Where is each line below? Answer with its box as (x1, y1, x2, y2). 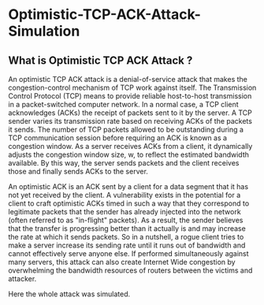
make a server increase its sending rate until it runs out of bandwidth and (8, 240, 246, 250)
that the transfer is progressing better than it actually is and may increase (8, 224, 246, 233)
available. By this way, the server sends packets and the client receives (8, 158, 240, 167)
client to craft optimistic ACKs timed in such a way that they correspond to (8, 199, 250, 208)
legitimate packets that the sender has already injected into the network (8, 207, 242, 216)
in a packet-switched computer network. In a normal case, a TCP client (8, 100, 239, 109)
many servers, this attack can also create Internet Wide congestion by (8, 258, 236, 266)
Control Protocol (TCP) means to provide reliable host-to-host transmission (8, 91, 252, 100)
